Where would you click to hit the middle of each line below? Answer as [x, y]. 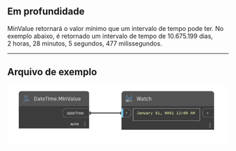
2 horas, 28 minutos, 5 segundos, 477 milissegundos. [85, 43]
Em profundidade [46, 12]
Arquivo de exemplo [52, 72]
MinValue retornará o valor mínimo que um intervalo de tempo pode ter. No [116, 28]
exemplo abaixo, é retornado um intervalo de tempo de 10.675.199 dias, [110, 36]
